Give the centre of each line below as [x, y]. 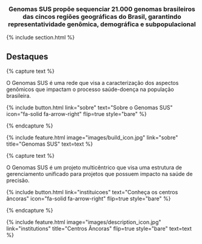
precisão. [18, 180]
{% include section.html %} [41, 38]
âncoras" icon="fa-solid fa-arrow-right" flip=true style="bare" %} [89, 198]
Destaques [27, 56]
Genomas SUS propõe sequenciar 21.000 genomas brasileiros [102, 9]
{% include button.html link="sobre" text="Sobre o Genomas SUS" [89, 107]
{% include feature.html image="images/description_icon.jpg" [84, 222]
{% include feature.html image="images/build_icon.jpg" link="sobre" [92, 138]
